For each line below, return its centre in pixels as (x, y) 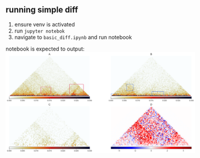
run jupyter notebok (39, 31)
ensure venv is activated (45, 24)
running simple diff (42, 10)
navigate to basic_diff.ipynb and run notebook (73, 37)
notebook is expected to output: (45, 49)
